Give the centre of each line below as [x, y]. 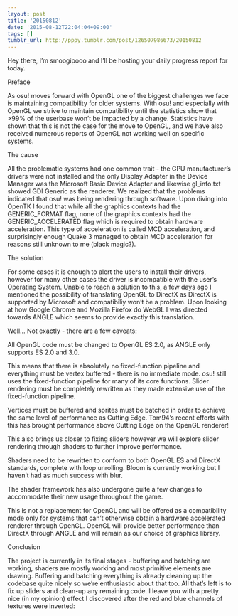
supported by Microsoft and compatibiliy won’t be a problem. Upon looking [117, 302]
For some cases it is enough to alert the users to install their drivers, [107, 272]
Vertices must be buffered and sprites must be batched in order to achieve [117, 410]
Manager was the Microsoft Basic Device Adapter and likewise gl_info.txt [114, 184]
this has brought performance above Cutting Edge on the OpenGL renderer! [118, 425]
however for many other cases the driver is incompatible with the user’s [112, 280]
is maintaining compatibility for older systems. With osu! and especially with [118, 103]
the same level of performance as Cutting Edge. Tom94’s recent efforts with [118, 418]
